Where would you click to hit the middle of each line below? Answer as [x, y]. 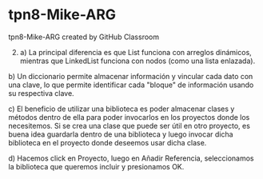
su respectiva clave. [41, 93]
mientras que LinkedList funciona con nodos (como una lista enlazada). [137, 61]
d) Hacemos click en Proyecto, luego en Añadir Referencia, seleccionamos [131, 158]
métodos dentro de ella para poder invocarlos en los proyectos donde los [129, 117]
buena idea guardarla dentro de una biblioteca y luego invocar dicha [121, 134]
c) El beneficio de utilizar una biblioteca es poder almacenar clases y [122, 109]
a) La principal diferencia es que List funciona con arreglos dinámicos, [135, 52]
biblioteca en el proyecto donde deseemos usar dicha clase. [108, 142]
